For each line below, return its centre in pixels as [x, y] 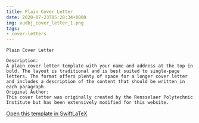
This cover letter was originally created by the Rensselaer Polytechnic [100, 97]
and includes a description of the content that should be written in [96, 82]
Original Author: [28, 92]
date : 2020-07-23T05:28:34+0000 [46, 17]
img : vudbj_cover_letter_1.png [45, 23]
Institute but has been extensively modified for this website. [88, 103]
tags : [13, 28]
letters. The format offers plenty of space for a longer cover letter [97, 76]
